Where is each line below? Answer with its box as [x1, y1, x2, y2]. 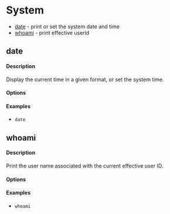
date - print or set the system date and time [14, 23, 120, 30]
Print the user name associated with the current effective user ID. [6, 162, 164, 169]
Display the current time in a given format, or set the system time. [6, 76, 164, 83]
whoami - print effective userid [14, 29, 90, 36]
